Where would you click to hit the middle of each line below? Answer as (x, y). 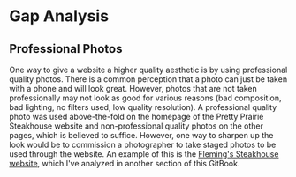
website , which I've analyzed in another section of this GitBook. (125, 163)
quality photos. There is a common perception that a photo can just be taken (148, 79)
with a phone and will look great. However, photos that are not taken (133, 88)
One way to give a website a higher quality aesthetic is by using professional (148, 70)
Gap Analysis (59, 16)
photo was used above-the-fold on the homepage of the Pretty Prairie (137, 117)
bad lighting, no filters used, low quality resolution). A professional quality (143, 107)
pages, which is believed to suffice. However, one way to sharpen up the (141, 135)
